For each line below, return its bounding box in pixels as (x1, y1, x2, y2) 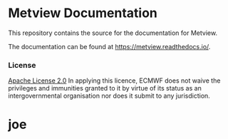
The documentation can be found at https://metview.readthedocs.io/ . (8, 42, 211, 51)
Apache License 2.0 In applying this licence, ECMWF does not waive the (8, 76, 221, 85)
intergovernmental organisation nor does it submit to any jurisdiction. (8, 91, 211, 101)
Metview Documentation (8, 5, 157, 21)
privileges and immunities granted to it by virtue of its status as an (8, 84, 202, 93)
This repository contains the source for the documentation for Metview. (8, 29, 218, 37)
